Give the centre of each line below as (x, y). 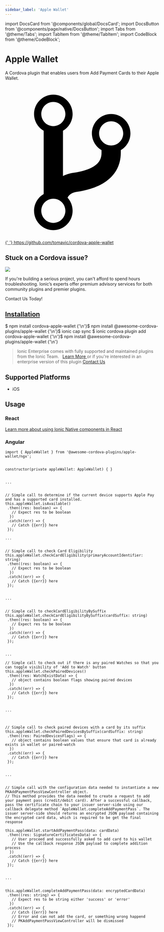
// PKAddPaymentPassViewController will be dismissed (68, 921)
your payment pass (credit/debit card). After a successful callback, (79, 800)
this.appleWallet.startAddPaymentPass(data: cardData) (62, 830)
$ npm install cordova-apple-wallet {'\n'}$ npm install (59, 326)
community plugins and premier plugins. (46, 289)
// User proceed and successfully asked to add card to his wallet (82, 839)
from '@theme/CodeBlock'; (33, 39)
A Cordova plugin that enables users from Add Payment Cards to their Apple (82, 73)
